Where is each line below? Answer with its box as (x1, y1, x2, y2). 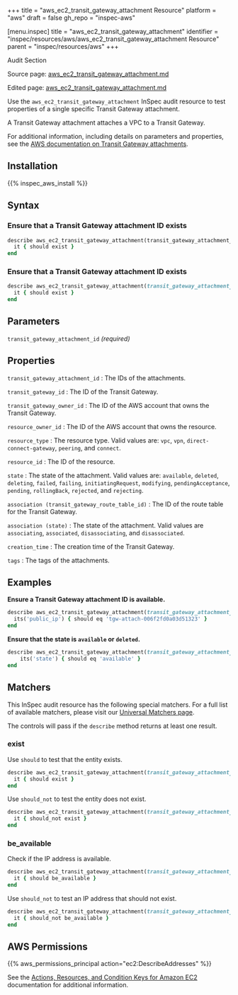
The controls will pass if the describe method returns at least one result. (7, 722, 217, 730)
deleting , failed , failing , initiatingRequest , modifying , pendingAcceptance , (7, 478, 230, 487)
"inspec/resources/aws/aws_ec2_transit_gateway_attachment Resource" (7, 35, 220, 43)
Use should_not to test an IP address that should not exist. (7, 894, 177, 903)
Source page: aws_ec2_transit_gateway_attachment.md (7, 70, 169, 78)
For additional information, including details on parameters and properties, (7, 132, 225, 140)
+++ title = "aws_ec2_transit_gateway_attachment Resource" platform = (7, 6, 217, 14)
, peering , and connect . (55, 443, 122, 452)
